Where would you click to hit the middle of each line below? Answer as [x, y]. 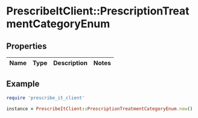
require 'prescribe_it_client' [46, 98]
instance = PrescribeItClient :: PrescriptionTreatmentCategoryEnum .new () [100, 109]
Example [23, 84]
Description [70, 63]
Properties [27, 46]
